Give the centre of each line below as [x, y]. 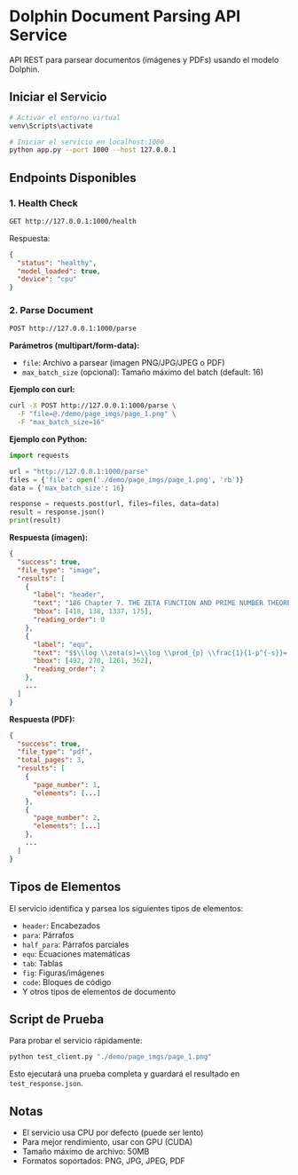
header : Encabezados [61, 926]
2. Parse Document [51, 311]
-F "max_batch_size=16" [61, 422]
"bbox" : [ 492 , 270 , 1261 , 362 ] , [92, 661]
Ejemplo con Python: [48, 439]
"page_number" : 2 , [67, 818]
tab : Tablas [43, 963]
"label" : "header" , [68, 595]
